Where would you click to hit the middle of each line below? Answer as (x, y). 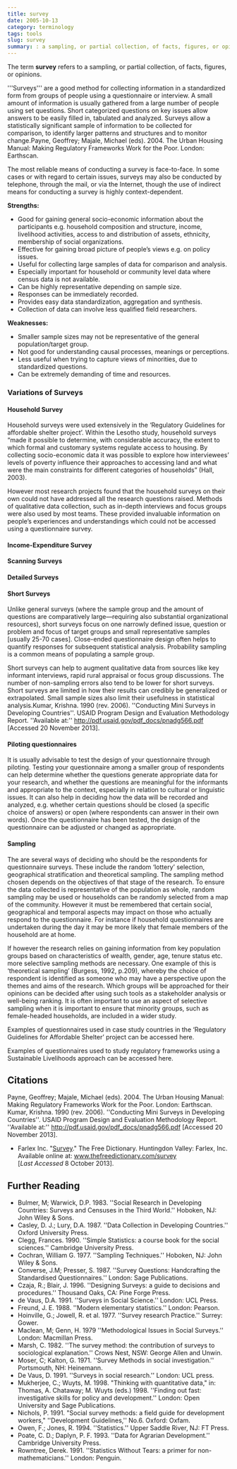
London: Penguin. (96, 1458)
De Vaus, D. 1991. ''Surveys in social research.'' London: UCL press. (116, 1376)
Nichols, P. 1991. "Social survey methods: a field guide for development (121, 1413)
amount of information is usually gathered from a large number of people (113, 103)
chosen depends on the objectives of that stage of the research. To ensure (116, 882)
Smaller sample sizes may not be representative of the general (108, 337)
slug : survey (26, 40)
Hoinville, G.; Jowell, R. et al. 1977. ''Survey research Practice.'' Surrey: (120, 1316)
